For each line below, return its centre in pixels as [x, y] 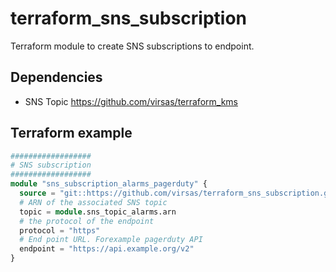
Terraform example [71, 133]
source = [37, 193]
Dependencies [56, 77]
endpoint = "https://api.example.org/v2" [107, 249]
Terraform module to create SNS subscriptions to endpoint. [132, 46]
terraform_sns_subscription [128, 18]
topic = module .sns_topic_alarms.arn [98, 212]
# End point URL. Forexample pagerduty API [111, 240]
